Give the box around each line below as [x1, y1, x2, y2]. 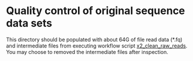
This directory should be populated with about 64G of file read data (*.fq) [6, 36, 183, 43]
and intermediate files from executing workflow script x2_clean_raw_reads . [6, 42, 188, 49]
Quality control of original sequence [6, 4, 185, 18]
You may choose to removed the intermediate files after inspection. [6, 48, 168, 55]
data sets [6, 16, 53, 30]
